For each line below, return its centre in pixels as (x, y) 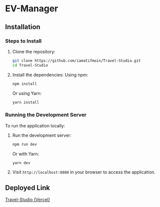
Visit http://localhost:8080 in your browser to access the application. (84, 172)
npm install (24, 84)
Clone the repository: (34, 51)
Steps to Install (23, 41)
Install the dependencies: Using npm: (50, 75)
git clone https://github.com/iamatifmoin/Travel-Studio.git (77, 61)
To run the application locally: (35, 125)
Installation (23, 27)
